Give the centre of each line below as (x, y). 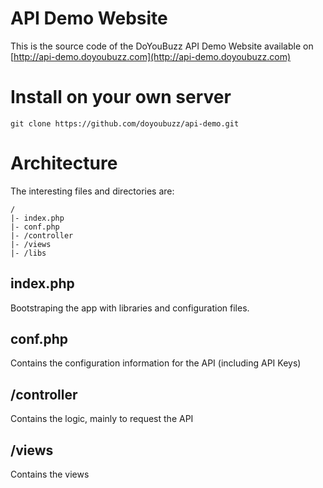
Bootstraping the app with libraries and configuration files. (130, 308)
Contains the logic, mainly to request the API (102, 419)
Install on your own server (121, 97)
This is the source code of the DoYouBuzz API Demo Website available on (162, 46)
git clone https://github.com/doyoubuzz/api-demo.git (125, 123)
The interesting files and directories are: (92, 191)
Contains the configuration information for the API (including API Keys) (156, 363)
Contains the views (50, 474)
